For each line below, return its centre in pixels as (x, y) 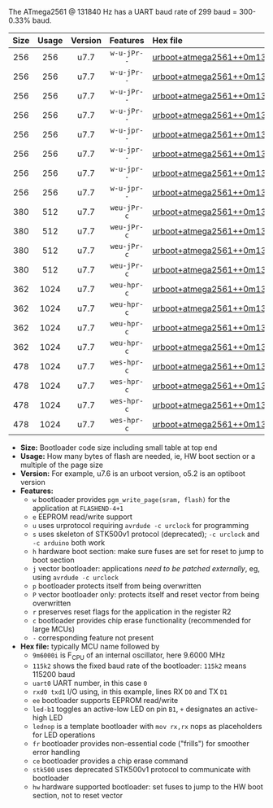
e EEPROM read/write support (82, 517)
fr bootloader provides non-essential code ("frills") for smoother (141, 743)
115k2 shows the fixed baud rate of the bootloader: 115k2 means (139, 666)
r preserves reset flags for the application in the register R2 (132, 612)
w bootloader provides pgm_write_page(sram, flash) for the (131, 499)
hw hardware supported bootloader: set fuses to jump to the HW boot (148, 786)
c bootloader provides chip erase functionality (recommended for (142, 620)
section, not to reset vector (78, 795)
